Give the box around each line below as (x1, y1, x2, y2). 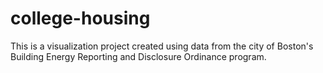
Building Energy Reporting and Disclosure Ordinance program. (10, 50, 267, 62)
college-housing (10, 7, 151, 30)
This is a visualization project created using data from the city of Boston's (10, 40, 314, 52)
